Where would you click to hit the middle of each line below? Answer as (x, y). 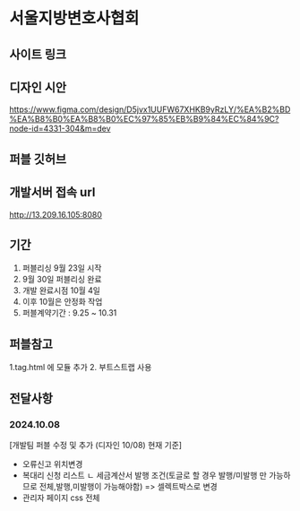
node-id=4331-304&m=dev (60, 129)
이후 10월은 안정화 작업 (62, 302)
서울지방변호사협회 (74, 18)
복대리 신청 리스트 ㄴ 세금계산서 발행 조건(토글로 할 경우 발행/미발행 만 (144, 475)
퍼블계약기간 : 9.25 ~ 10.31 (69, 313)
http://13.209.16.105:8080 (56, 214)
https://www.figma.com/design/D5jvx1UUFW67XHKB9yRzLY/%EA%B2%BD (150, 109)
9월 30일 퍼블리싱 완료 (62, 280)
